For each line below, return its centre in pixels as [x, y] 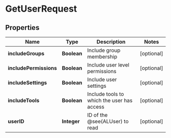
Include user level [108, 65]
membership [102, 57]
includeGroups [26, 54]
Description [111, 42]
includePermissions [32, 68]
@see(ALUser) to [108, 121]
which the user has [110, 100]
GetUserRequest [41, 9]
